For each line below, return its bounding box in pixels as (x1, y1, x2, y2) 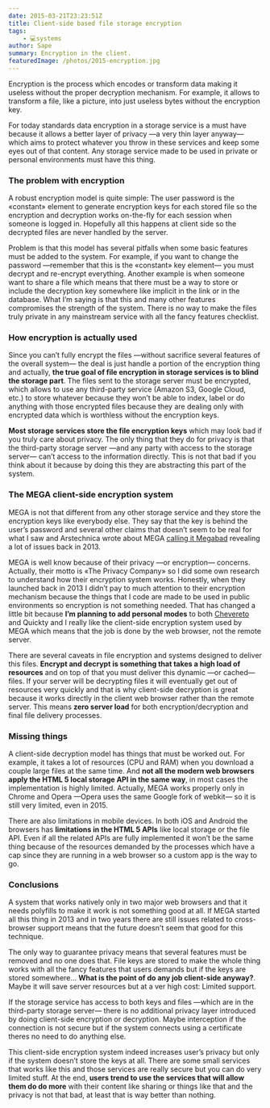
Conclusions (8, 879, 59, 890)
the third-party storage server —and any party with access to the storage (8, 443, 252, 453)
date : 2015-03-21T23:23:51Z (8, 11, 103, 20)
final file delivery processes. (8, 710, 102, 720)
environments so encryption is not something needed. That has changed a (8, 600, 256, 610)
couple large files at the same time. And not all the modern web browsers (8, 766, 255, 776)
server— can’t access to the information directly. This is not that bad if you (8, 451, 256, 461)
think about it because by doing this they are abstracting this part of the (8, 460, 247, 470)
